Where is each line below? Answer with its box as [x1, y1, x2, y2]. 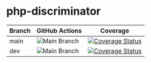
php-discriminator [6, 4, 101, 18]
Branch [9, 26, 31, 35]
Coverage [100, 26, 130, 35]
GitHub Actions [36, 26, 82, 35]
